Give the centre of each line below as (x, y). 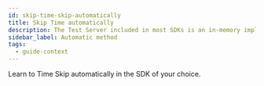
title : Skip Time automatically (61, 23)
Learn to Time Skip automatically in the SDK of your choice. (104, 74)
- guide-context (42, 52)
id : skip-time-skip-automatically (65, 15)
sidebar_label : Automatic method (63, 37)
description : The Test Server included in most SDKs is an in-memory (125, 30)
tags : (17, 45)
